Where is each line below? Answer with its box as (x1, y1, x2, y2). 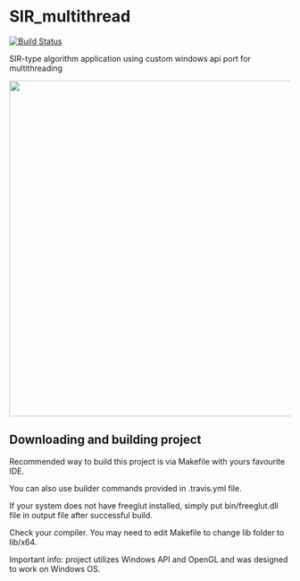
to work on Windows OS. (9, 563, 101, 574)
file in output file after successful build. (9, 509, 154, 520)
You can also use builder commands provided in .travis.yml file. (9, 483, 243, 493)
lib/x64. (9, 536, 37, 547)
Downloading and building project (9, 432, 202, 448)
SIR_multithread (9, 6, 131, 27)
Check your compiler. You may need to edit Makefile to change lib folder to (9, 526, 285, 538)
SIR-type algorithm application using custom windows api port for (9, 53, 252, 64)
